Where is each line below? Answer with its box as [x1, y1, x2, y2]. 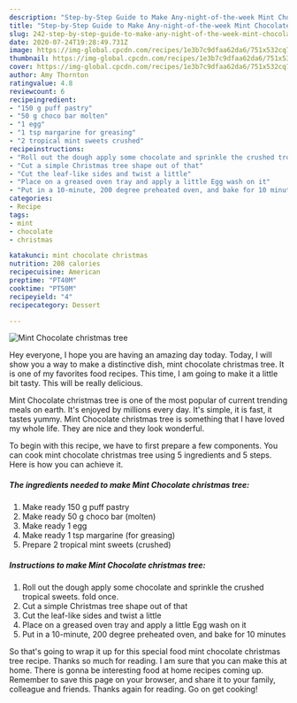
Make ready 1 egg [21, 521, 88, 531]
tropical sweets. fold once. [21, 591, 119, 602]
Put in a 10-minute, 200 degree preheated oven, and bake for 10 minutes [21, 630, 286, 640]
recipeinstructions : [9, 144, 86, 153]
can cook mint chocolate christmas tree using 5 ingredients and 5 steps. [9, 450, 272, 460]
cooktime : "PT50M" [9, 284, 77, 293]
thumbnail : [9, 54, 49, 63]
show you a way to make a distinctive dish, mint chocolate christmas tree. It [9, 359, 285, 370]
